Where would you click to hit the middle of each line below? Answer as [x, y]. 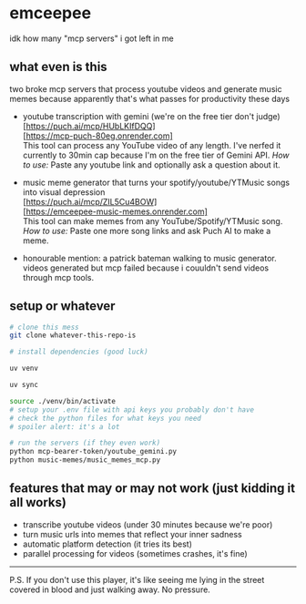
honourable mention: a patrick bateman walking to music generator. [149, 258]
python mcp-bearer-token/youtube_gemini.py [93, 452]
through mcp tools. [58, 277]
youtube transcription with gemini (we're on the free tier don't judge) [151, 116]
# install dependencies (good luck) [79, 352]
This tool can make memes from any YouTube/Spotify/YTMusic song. [153, 220]
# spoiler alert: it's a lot [65, 426]
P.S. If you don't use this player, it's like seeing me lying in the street [137, 579]
